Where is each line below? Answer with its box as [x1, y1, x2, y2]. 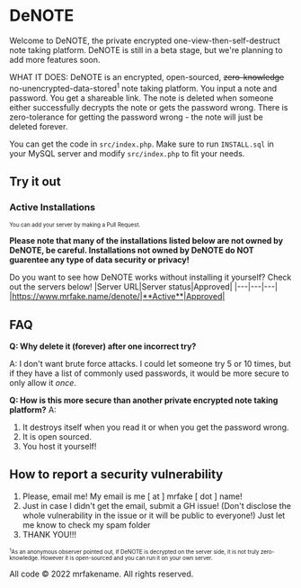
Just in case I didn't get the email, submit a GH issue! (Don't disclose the [22, 500, 292, 511]
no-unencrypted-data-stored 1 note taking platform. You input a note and [9, 81, 278, 94]
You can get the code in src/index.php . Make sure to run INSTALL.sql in [9, 138, 274, 149]
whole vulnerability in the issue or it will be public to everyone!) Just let [22, 510, 286, 521]
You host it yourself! [22, 441, 97, 452]
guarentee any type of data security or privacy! [9, 254, 190, 265]
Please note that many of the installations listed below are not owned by [9, 236, 284, 246]
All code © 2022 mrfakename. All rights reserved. [9, 568, 194, 580]
